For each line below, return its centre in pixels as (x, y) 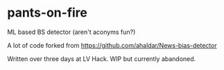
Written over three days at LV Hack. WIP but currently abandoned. (102, 59)
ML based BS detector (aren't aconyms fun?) (71, 32)
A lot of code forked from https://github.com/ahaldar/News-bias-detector (112, 45)
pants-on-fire (48, 13)
